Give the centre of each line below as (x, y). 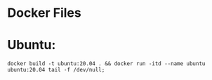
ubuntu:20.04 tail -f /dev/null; (56, 70)
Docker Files (45, 13)
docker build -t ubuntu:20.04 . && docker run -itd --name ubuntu (106, 64)
